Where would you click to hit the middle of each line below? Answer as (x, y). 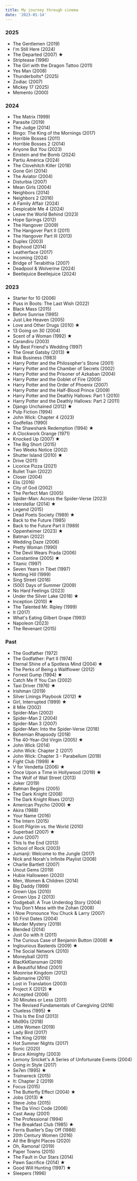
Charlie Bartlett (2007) (36, 864)
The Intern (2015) (31, 821)
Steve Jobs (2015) (32, 1102)
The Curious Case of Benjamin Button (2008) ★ (63, 940)
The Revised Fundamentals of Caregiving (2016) (63, 1005)
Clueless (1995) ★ (32, 1011)
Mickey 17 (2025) (31, 87)
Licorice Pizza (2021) (35, 466)
